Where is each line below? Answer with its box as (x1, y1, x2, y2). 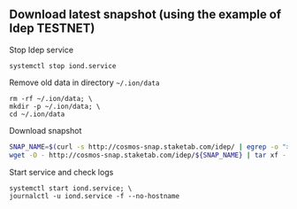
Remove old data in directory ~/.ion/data (9, 77, 160, 88)
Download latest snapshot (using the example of (9, 7, 282, 22)
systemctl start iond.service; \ (9, 183, 133, 193)
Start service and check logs (9, 166, 114, 177)
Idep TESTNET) (9, 21, 95, 36)
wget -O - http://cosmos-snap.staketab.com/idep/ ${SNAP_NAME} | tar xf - (9, 151, 287, 159)
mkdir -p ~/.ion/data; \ (9, 102, 101, 111)
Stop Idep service (9, 44, 73, 55)
